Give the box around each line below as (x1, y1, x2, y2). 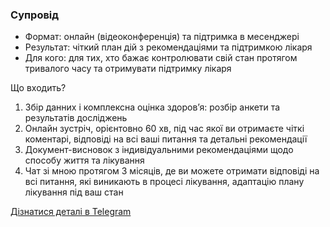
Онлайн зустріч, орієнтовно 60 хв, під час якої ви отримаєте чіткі (24, 123, 305, 135)
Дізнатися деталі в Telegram (10, 206, 132, 218)
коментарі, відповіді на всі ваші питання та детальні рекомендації (24, 133, 308, 145)
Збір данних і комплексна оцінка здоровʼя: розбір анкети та (24, 101, 281, 113)
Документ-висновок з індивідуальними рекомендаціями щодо (24, 144, 294, 156)
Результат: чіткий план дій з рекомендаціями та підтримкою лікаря (24, 41, 313, 53)
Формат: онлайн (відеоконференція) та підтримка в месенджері (24, 31, 300, 43)
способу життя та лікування (24, 154, 145, 167)
